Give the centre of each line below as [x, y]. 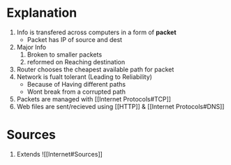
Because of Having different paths [76, 84]
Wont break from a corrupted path [76, 92]
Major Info [31, 47]
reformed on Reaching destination [76, 62]
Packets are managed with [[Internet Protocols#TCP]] [94, 99]
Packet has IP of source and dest [75, 39]
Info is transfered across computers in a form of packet [96, 32]
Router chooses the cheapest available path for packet [95, 69]
